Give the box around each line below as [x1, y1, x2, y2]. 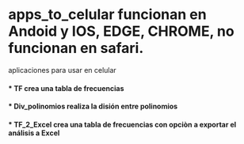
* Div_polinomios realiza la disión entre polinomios [8, 101, 178, 112]
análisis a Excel [8, 128, 60, 138]
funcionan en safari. [8, 40, 144, 57]
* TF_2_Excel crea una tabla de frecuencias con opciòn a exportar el [8, 119, 237, 129]
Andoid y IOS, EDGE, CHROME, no [8, 22, 235, 40]
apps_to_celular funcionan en [8, 6, 208, 24]
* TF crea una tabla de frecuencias [8, 83, 124, 93]
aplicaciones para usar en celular [8, 65, 116, 74]
